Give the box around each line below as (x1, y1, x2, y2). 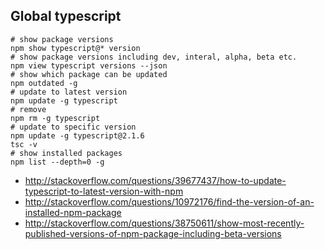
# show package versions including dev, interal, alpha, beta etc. (10, 52, 298, 62)
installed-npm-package (24, 206, 122, 218)
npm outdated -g (10, 78, 78, 88)
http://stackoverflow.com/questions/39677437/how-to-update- (24, 174, 287, 186)
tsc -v (10, 139, 38, 149)
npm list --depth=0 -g (10, 157, 105, 167)
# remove (10, 104, 47, 114)
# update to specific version (10, 122, 137, 132)
